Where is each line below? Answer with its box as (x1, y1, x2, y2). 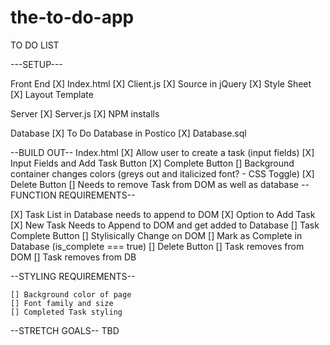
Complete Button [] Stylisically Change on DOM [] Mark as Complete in (10, 229, 303, 241)
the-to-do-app (10, 6, 135, 29)
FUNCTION (10, 189, 57, 201)
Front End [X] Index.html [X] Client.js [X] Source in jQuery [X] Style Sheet (10, 77, 312, 90)
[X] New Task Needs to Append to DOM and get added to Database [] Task (10, 219, 320, 231)
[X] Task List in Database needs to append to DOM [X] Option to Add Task (10, 208, 316, 220)
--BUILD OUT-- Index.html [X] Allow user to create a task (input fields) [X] (10, 146, 315, 158)
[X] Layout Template (10, 88, 94, 100)
